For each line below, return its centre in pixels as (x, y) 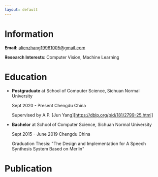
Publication (28, 168)
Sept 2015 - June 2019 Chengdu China (51, 134)
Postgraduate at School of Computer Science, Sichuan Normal (76, 90)
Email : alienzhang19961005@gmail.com (45, 48)
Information (29, 34)
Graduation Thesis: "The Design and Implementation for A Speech (79, 144)
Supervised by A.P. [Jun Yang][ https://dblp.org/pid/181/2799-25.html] (82, 115)
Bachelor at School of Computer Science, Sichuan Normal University (82, 124)
